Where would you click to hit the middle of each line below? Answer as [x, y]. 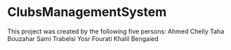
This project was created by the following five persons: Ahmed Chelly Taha [116, 31]
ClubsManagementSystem [87, 12]
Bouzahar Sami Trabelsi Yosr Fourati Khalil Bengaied [83, 38]
